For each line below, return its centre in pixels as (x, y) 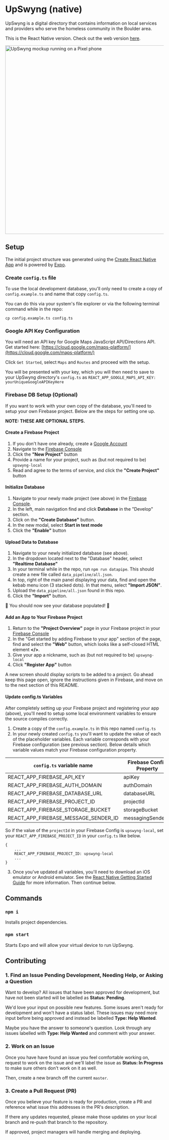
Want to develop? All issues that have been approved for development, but (82, 993)
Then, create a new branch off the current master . (57, 1078)
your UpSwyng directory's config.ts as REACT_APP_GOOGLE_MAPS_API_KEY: (80, 377)
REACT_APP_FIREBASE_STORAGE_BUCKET (59, 809)
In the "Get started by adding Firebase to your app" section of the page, (87, 639)
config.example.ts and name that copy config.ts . (57, 294)
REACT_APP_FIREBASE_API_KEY (47, 777)
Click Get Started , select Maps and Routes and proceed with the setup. (78, 362)
